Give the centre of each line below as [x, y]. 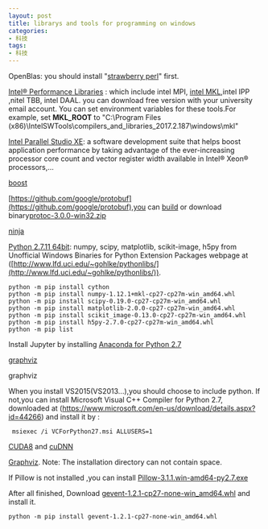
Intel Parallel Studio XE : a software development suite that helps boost [125, 141]
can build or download [185, 207]
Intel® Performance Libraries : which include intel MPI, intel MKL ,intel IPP [129, 92]
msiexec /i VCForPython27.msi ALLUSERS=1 [82, 432]
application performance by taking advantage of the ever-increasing [122, 150]
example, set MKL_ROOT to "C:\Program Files [85, 117]
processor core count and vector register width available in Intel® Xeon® [128, 159]
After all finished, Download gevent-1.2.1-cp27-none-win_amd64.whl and [130, 493]
